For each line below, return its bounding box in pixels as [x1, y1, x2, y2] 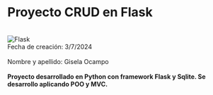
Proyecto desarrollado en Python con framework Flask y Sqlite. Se [7, 72, 207, 81]
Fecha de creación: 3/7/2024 [7, 42, 93, 51]
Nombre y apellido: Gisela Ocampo [7, 57, 109, 65]
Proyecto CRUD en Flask [7, 4, 154, 20]
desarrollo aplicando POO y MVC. [7, 80, 108, 88]
